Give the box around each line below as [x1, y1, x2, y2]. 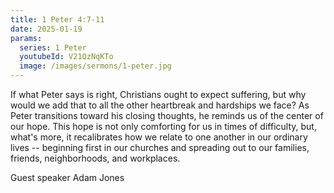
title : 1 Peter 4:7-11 [10, 14, 105, 25]
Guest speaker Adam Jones [10, 172, 125, 183]
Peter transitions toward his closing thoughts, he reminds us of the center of [10, 110, 324, 121]
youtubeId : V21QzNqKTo [19, 52, 114, 62]
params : [10, 33, 43, 43]
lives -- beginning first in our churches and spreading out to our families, [10, 142, 310, 153]
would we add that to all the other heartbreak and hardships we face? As [10, 99, 310, 111]
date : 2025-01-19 [10, 24, 83, 34]
